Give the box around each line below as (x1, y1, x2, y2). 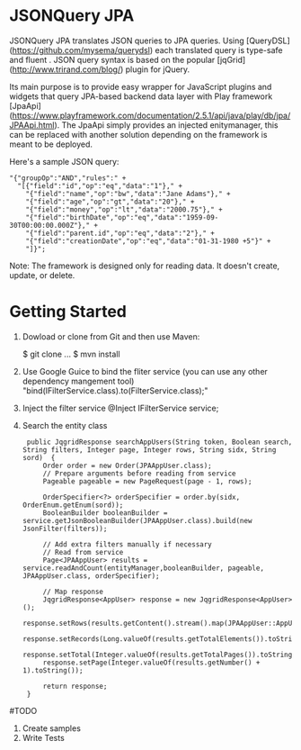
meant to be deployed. (9, 139, 93, 149)
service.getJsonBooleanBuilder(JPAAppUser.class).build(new (22, 516, 252, 525)
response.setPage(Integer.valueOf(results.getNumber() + (42, 658, 261, 667)
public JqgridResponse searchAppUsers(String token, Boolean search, (26, 438, 293, 447)
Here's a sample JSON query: (9, 156, 120, 167)
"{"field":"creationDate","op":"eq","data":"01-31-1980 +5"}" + (25, 236, 271, 246)
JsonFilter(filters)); (22, 524, 108, 533)
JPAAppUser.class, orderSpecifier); (22, 571, 160, 581)
